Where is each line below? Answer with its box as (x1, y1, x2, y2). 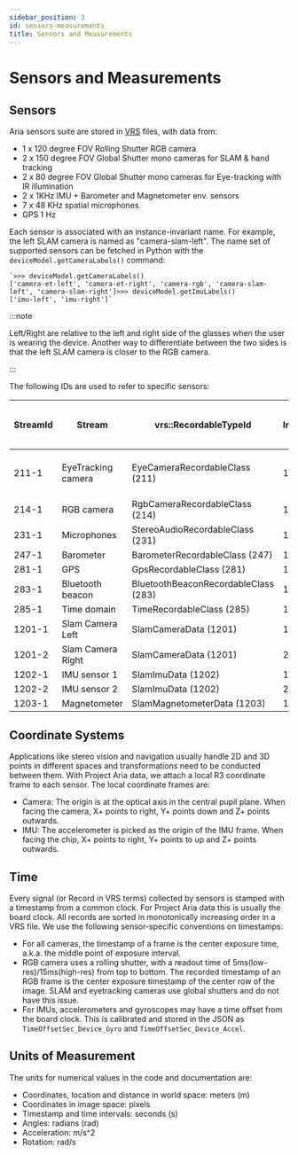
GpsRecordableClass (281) (131, 564, 247, 576)
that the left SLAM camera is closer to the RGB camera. (9, 347, 211, 357)
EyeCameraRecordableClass (131, 462, 251, 474)
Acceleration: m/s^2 (21, 1127, 96, 1137)
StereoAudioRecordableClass (131, 524, 255, 536)
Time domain (61, 604, 117, 616)
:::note (9, 311, 33, 322)
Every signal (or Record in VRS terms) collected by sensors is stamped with (9, 893, 286, 903)
